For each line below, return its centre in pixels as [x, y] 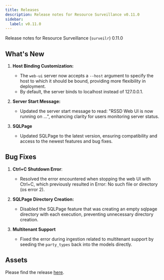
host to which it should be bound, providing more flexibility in [83, 81]
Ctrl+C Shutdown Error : [37, 169]
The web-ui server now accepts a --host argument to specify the [87, 76]
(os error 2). [32, 189]
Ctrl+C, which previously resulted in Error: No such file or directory [89, 184]
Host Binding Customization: [43, 66]
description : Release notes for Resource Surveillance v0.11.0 [72, 15]
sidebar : [14, 19]
